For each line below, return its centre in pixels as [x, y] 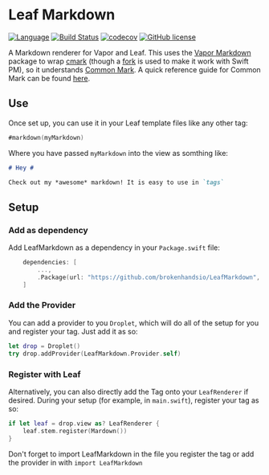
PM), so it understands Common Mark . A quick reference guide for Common [134, 69]
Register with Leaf [45, 374]
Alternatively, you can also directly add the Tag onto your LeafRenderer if [128, 391]
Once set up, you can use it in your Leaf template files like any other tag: [128, 123]
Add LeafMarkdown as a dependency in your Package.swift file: [114, 248]
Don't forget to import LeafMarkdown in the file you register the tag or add [131, 454]
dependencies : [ [50, 263]
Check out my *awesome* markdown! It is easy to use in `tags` [116, 182]
